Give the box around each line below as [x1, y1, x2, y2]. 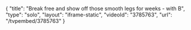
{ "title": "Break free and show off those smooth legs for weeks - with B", [5, 5, 185, 12]
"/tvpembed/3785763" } [5, 18, 65, 24]
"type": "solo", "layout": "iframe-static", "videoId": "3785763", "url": [5, 11, 172, 18]
